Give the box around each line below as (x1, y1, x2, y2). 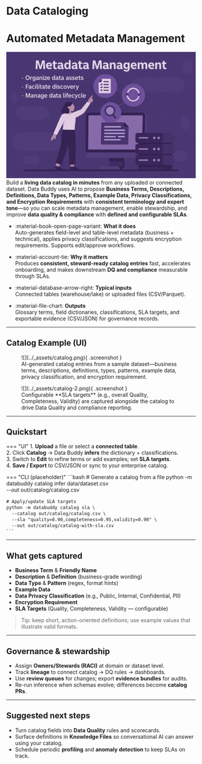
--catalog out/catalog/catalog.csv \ (11, 511, 106, 517)
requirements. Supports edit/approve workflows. (14, 242, 135, 249)
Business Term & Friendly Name (14, 567, 97, 574)
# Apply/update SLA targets (6, 499, 77, 505)
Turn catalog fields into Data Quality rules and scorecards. (14, 726, 161, 734)
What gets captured (6, 551, 83, 561)
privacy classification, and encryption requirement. (21, 373, 147, 380)
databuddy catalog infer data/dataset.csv (6, 480, 109, 487)
